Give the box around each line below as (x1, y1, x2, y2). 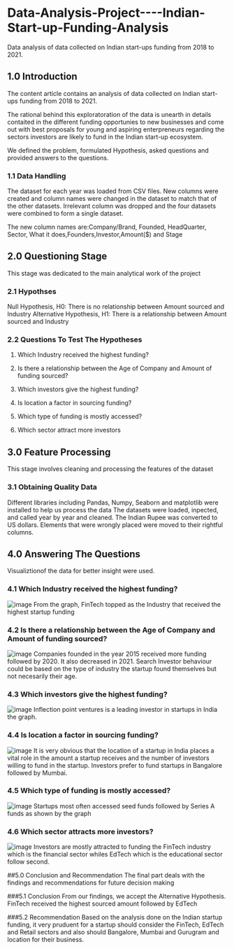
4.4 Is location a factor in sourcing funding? (7, 730, 159, 740)
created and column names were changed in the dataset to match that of (7, 195, 217, 203)
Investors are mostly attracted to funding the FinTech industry (34, 843, 212, 851)
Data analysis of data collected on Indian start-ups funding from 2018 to (7, 43, 214, 51)
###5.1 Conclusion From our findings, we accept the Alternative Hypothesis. (7, 892, 226, 901)
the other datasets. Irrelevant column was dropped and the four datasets (7, 202, 217, 211)
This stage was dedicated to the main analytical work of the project (7, 269, 201, 277)
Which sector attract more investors (17, 426, 121, 435)
